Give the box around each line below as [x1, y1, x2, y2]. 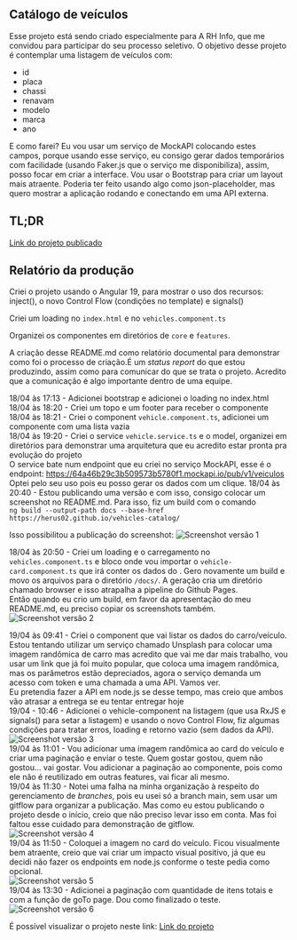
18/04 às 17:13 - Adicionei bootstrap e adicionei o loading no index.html [9, 393, 270, 403]
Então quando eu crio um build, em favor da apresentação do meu [9, 594, 252, 605]
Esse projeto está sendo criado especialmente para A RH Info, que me [9, 30, 266, 41]
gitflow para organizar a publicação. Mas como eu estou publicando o [9, 800, 265, 811]
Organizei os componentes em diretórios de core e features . [9, 331, 231, 341]
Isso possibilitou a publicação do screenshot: [9, 530, 175, 540]
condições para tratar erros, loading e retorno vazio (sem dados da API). [9, 724, 275, 736]
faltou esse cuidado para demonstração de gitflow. [9, 819, 195, 830]
